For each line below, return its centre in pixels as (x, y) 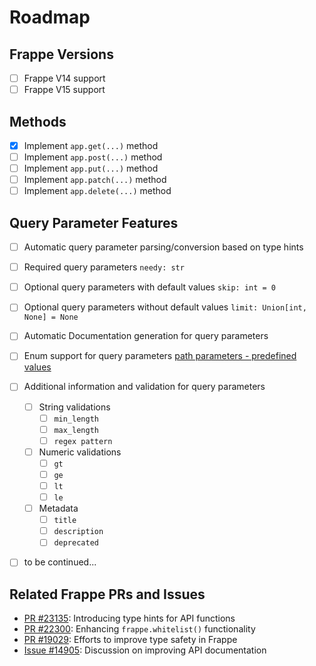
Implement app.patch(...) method (95, 180)
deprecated (76, 543)
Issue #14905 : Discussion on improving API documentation (145, 650)
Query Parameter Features (94, 222)
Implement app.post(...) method (93, 157)
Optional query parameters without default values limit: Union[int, (165, 307)
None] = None (51, 317)
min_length (76, 419)
